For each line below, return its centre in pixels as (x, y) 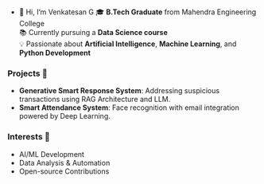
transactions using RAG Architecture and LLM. (95, 100)
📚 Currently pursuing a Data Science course (93, 32)
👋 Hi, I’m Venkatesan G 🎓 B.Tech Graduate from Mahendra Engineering (138, 12)
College (32, 23)
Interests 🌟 (29, 137)
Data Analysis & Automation (64, 162)
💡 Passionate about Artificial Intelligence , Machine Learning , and (128, 44)
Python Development (54, 53)
